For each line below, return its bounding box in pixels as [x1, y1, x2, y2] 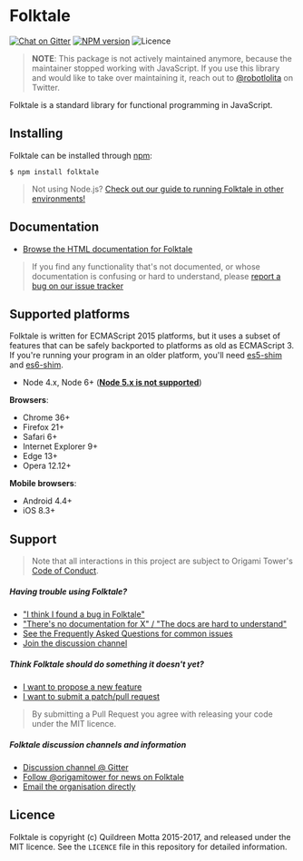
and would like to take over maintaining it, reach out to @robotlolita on [31, 72, 293, 83]
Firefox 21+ [22, 422, 65, 433]
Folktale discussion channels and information [9, 739, 187, 749]
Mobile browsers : [9, 478, 77, 489]
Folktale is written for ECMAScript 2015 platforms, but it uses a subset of [9, 330, 281, 341]
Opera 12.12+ [22, 460, 72, 472]
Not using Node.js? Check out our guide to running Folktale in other [31, 183, 284, 194]
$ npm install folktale [9, 167, 100, 177]
